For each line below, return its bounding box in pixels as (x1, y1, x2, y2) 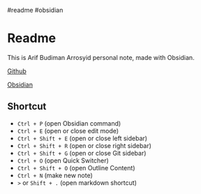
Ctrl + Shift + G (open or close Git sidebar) (17, 149, 147, 157)
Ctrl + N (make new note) (17, 171, 93, 179)
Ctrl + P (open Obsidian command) (17, 119, 121, 128)
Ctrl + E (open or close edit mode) (17, 126, 119, 135)
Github (7, 66, 27, 75)
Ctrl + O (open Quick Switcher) (17, 156, 110, 165)
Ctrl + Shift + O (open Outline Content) (17, 163, 135, 172)
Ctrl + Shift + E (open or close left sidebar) (17, 134, 148, 142)
